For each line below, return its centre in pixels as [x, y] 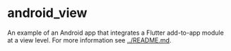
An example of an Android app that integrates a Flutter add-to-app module [115, 33]
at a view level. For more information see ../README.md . [89, 40]
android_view [47, 13]
